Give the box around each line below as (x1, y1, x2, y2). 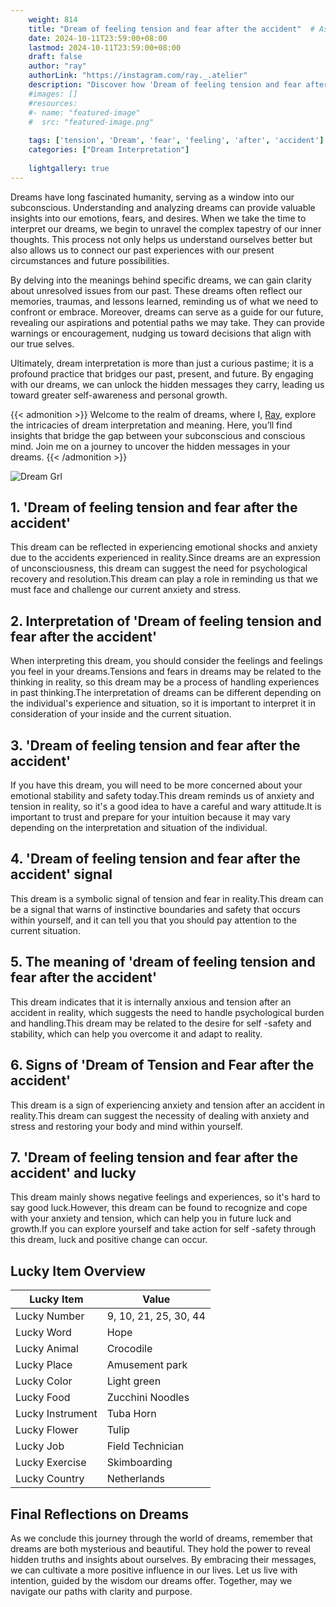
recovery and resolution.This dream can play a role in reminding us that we (10, 573, 318, 585)
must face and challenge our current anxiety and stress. (10, 584, 242, 596)
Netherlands (106, 1472, 165, 1486)
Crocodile (106, 1342, 153, 1356)
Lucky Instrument (15, 1407, 98, 1421)
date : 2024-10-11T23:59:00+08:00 (28, 33, 168, 43)
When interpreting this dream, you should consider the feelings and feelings (10, 655, 323, 667)
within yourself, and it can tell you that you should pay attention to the (10, 914, 297, 926)
